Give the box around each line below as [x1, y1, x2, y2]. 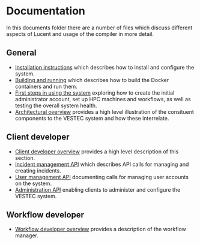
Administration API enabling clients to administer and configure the [14, 186, 181, 193]
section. [14, 154, 35, 161]
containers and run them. [14, 83, 78, 90]
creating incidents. [14, 167, 61, 174]
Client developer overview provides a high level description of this [14, 148, 179, 155]
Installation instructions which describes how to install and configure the [14, 63, 195, 71]
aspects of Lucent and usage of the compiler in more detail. [6, 30, 154, 37]
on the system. [14, 180, 52, 187]
